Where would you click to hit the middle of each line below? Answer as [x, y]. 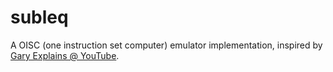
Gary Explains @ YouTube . [65, 55]
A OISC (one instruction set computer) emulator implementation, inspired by [166, 45]
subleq [39, 17]
